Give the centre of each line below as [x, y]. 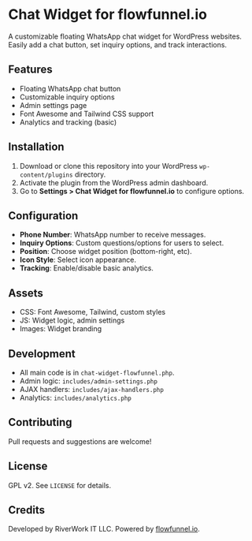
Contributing [40, 422]
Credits [27, 510]
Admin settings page [53, 105]
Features [30, 70]
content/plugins [46, 175]
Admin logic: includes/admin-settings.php [88, 381]
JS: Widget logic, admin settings [72, 320]
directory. [90, 174]
